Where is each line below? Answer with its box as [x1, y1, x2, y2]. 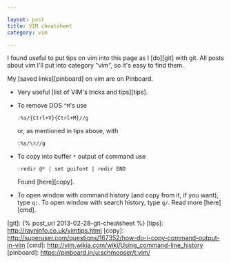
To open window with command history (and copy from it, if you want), [17, 191, 219, 199]
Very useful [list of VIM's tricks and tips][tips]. [17, 88, 148, 97]
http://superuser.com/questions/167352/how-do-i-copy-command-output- [7, 234, 220, 242]
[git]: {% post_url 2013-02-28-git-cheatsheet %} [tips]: [7, 219, 163, 228]
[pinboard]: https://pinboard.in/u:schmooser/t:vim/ [7, 249, 150, 257]
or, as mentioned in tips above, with [17, 127, 119, 135]
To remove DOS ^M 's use [17, 101, 88, 110]
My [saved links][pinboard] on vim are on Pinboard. [7, 75, 154, 83]
